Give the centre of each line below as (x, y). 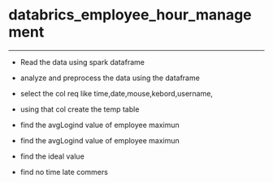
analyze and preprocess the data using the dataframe (110, 78)
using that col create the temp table (80, 109)
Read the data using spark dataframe (82, 62)
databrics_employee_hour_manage (130, 15)
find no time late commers (64, 172)
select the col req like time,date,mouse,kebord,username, (117, 93)
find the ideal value (52, 156)
